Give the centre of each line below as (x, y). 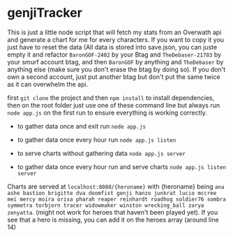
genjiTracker (45, 13)
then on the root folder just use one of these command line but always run (114, 105)
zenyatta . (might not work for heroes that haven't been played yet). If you (113, 212)
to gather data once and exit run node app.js (82, 126)
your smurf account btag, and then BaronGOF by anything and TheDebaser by (115, 62)
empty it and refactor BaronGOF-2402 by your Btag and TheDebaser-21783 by (114, 55)
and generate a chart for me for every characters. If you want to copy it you (116, 39)
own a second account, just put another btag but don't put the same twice (114, 77)
